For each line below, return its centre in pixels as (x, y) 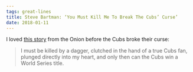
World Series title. (42, 63)
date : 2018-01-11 (27, 22)
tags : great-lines (29, 12)
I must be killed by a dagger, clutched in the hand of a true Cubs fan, (104, 51)
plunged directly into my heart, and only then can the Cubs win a (99, 57)
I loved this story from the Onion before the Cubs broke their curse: (88, 40)
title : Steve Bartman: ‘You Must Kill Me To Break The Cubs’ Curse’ (92, 17)
